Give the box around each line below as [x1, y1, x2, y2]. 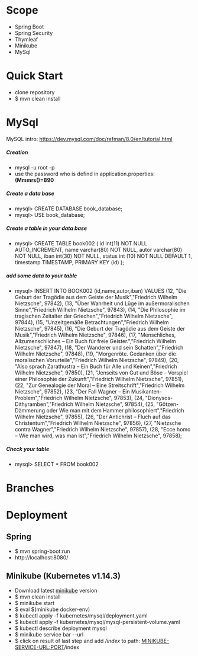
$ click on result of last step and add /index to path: [14, 637, 141, 644]
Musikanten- [131, 388, 163, 395]
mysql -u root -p [14, 164, 55, 171]
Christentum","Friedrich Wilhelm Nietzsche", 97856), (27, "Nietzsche [14, 419, 181, 427]
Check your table [6, 446, 50, 453]
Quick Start [6, 69, 63, 83]
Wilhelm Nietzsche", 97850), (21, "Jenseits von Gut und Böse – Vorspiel [14, 369, 188, 376]
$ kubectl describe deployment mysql [14, 625, 108, 632]
